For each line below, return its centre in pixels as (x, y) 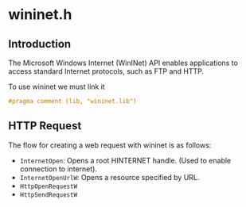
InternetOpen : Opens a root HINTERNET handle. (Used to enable (125, 160)
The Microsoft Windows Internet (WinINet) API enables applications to (123, 63)
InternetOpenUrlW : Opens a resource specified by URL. (109, 177)
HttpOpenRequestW (49, 186)
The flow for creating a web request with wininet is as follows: (110, 145)
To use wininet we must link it (57, 86)
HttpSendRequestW (49, 195)
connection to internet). (59, 169)
